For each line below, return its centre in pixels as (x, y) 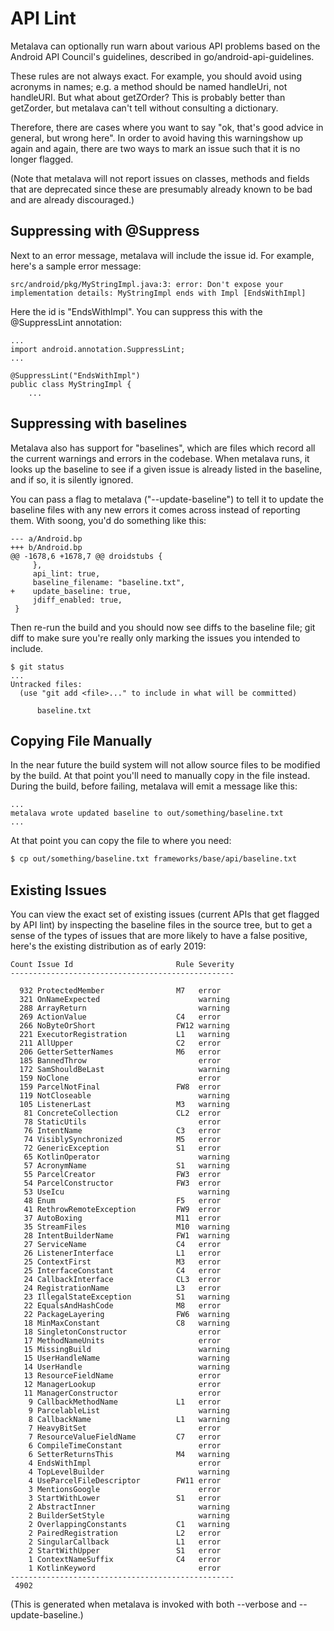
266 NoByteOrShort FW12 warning (124, 1026)
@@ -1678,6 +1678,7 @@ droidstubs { (86, 556)
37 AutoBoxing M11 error (122, 1218)
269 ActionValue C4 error (120, 1017)
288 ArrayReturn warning (124, 1008)
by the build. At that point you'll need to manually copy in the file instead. (160, 776)
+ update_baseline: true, (71, 591)
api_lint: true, (66, 573)
